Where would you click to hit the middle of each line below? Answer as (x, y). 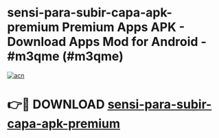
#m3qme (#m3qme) (65, 57)
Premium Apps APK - (123, 27)
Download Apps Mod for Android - (107, 42)
